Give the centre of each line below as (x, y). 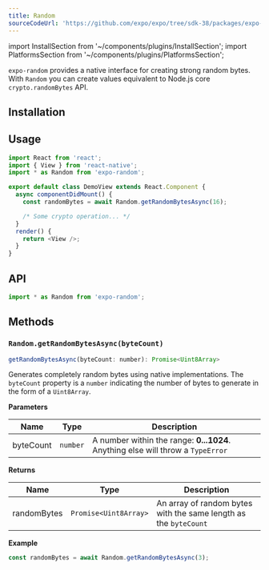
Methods (31, 322)
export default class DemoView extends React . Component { (107, 187)
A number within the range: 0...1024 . (161, 440)
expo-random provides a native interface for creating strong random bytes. (129, 70)
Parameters (28, 407)
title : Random (32, 16)
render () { (34, 231)
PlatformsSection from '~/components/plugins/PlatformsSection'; (116, 54)
